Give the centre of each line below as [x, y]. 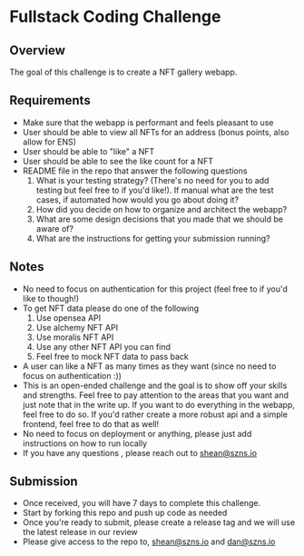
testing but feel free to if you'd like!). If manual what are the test [155, 190]
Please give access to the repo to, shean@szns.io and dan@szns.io [149, 541]
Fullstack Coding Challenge [115, 17]
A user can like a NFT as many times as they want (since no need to [149, 366]
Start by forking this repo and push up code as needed [125, 513]
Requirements [50, 100]
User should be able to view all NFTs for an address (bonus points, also [156, 132]
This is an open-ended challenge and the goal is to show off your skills [155, 385]
